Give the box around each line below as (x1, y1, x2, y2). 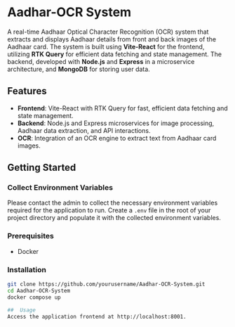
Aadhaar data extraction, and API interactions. (17, 126, 151, 134)
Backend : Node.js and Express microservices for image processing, (17, 119, 215, 127)
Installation (7, 264, 47, 274)
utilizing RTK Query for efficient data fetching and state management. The (7, 50, 222, 58)
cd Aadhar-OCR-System (7, 287, 71, 294)
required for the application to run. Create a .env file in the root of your (7, 206, 211, 214)
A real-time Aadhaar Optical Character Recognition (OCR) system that (7, 27, 209, 36)
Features (7, 85, 47, 97)
